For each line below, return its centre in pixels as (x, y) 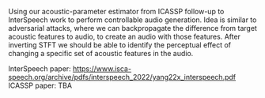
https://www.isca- (102, 69)
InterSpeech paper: (40, 69)
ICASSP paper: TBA (40, 85)
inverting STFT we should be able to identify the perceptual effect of (120, 45)
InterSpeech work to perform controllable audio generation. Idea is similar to (132, 20)
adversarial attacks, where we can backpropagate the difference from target (132, 28)
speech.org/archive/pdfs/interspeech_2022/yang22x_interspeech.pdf (122, 77)
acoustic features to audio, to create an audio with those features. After (125, 36)
